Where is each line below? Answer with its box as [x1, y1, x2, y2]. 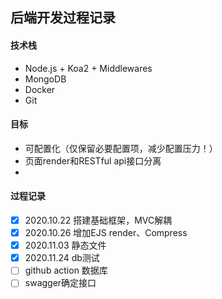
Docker [24, 83, 56, 95]
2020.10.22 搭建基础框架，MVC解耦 [24, 214, 173, 226]
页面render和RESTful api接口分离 [24, 154, 162, 167]
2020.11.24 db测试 [24, 252, 100, 264]
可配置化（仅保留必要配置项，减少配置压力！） [24, 142, 218, 154]
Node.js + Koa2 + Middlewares [24, 62, 153, 74]
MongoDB [24, 73, 67, 85]
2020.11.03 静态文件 [24, 239, 107, 252]
